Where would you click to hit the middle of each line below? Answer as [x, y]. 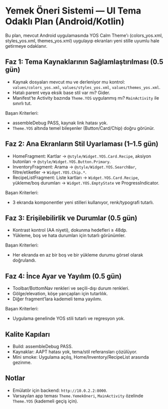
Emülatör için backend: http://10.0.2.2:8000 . [60, 390]
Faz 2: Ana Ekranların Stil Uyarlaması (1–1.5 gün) [82, 144]
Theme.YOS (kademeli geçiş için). [45, 401]
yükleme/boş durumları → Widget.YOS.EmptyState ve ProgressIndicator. [86, 183]
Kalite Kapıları [28, 334]
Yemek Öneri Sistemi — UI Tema [73, 11]
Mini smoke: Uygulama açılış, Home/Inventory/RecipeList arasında [80, 357]
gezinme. [22, 362]
